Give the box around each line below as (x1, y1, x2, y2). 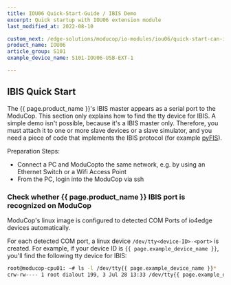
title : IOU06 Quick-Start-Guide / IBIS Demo (7, 10, 137, 17)
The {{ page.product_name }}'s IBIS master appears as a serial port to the (7, 104, 216, 112)
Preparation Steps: (7, 147, 60, 155)
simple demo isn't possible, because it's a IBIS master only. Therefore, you (7, 118, 219, 127)
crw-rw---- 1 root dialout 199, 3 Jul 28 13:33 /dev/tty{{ (7, 271, 180, 278)
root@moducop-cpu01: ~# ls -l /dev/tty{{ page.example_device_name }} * (7, 264, 217, 272)
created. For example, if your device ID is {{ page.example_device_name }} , (7, 244, 219, 252)
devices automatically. (7, 223, 71, 231)
